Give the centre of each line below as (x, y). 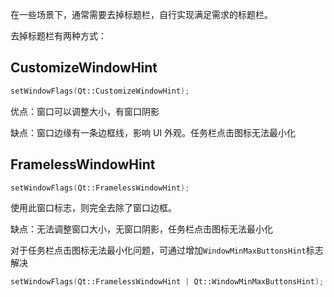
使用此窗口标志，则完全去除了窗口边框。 (93, 208)
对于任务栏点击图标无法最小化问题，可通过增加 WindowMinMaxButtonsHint (158, 250)
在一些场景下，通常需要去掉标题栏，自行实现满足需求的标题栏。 (141, 14)
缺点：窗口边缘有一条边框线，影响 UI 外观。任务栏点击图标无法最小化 (153, 132)
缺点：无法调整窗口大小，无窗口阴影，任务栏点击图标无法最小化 (141, 229)
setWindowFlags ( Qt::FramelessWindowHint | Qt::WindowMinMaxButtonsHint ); (167, 282)
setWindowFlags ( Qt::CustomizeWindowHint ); (100, 91)
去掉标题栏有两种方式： (58, 36)
